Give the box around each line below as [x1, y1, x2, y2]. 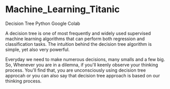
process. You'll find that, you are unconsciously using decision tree [5, 67, 146, 73]
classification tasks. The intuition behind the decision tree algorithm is [5, 41, 152, 47]
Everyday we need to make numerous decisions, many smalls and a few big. [5, 56, 165, 62]
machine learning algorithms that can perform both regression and [5, 36, 145, 42]
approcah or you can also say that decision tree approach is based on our [5, 72, 160, 78]
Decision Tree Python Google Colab [5, 20, 80, 26]
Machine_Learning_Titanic [5, 4, 120, 15]
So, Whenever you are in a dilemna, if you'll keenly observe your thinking [5, 62, 158, 68]
